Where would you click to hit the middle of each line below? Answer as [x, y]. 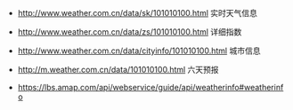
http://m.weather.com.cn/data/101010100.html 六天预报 [118, 70]
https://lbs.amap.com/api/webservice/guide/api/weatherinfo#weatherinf [151, 87]
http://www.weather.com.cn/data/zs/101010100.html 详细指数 [130, 32]
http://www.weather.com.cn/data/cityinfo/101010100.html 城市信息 [139, 51]
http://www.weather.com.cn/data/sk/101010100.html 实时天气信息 [138, 13]
